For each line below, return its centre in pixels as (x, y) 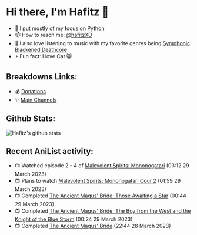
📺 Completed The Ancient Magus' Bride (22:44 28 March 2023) (93, 226)
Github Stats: (31, 119)
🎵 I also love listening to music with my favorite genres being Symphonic (102, 43)
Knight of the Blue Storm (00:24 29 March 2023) (74, 219)
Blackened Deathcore (41, 49)
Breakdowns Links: (42, 77)
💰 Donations (30, 91)
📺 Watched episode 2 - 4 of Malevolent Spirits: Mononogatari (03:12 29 (102, 166)
